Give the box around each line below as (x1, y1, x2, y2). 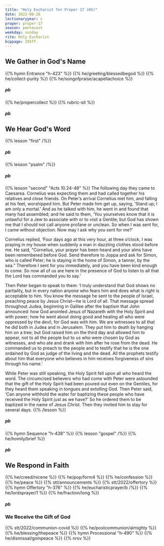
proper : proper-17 (5, 21, 43, 26)
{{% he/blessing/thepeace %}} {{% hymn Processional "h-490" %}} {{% (5, 530, 152, 536)
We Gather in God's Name (5, 57, 86, 66)
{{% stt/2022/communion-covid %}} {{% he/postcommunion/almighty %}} (5, 524, 157, 531)
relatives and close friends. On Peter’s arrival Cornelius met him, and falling (5, 195, 158, 201)
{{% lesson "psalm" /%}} (5, 161, 55, 167)
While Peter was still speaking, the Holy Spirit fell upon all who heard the (5, 370, 152, 376)
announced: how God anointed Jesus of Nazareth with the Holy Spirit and (5, 308, 154, 315)
